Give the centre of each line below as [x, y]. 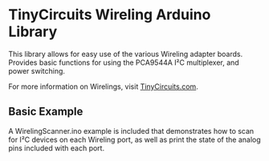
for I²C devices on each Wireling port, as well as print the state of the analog [134, 139]
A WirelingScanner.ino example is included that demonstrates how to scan [131, 131]
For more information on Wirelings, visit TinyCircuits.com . [103, 87]
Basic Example [46, 112]
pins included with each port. [57, 148]
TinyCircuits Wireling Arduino [110, 15]
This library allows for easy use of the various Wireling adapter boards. [126, 54]
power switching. [37, 70]
